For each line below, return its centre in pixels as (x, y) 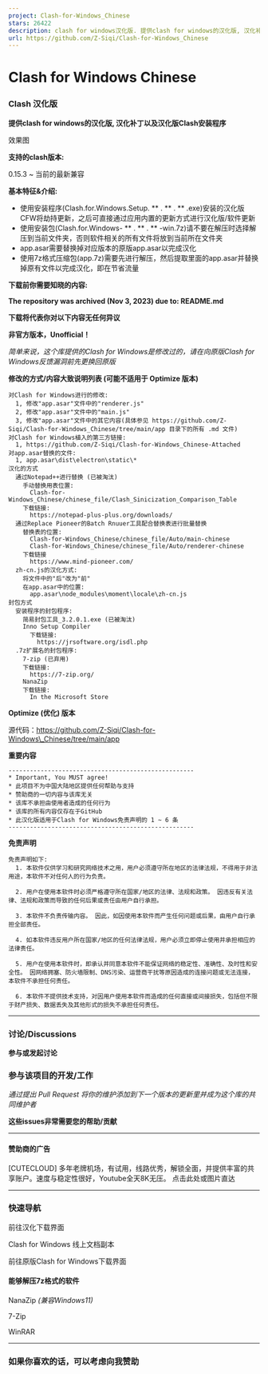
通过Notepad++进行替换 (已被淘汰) (67, 477)
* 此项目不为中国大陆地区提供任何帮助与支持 (71, 786)
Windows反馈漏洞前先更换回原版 (62, 361)
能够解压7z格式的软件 (44, 1281)
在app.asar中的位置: (54, 587)
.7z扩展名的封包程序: (47, 650)
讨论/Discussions (43, 1034)
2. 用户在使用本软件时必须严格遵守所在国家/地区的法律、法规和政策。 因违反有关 (131, 892)
